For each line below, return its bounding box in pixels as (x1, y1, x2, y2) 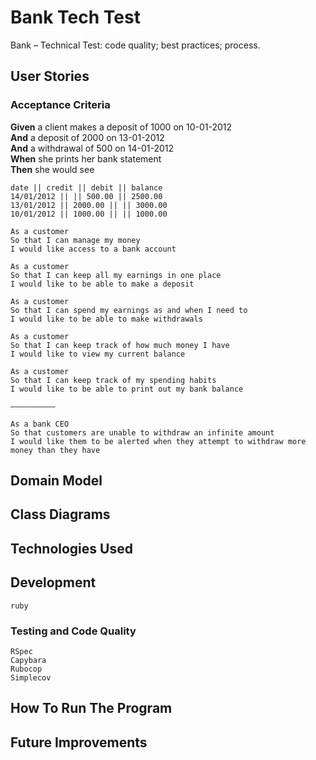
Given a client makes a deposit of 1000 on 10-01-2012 (10, 121, 233, 133)
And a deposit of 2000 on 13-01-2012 (10, 131, 165, 143)
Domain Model (10, 472, 103, 490)
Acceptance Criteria (10, 98, 111, 112)
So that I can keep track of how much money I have (10, 340, 230, 350)
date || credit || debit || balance (10, 182, 163, 193)
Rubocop (10, 664, 43, 674)
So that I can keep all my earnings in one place (10, 270, 222, 280)
